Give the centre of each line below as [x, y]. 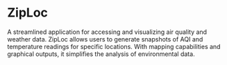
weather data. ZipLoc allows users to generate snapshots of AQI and [105, 39]
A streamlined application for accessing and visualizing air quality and [107, 32]
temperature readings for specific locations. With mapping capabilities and [114, 46]
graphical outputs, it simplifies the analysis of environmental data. [101, 54]
